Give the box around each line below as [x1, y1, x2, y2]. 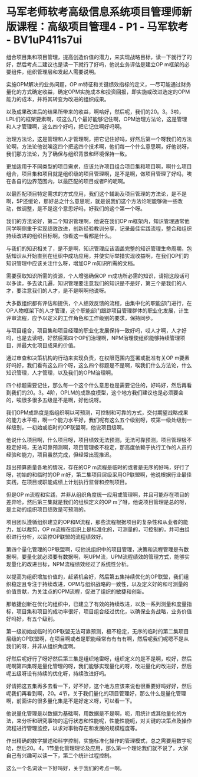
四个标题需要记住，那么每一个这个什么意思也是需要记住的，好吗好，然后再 [6, 381, 187, 388]
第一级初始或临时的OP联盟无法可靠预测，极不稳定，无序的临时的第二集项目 [6, 627, 189, 634]
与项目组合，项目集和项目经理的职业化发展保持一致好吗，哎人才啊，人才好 [6, 326, 187, 334]
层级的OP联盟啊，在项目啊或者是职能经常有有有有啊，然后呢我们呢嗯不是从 [6, 635, 189, 642]
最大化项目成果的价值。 [21, 341, 78, 349]
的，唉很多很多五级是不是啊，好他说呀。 [6, 396, 104, 403]
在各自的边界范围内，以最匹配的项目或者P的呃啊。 [6, 177, 128, 184]
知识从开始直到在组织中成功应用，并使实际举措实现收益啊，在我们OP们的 [11, 252, 189, 259]
